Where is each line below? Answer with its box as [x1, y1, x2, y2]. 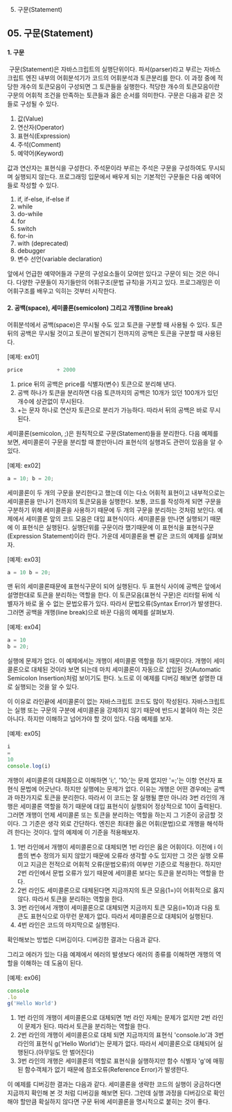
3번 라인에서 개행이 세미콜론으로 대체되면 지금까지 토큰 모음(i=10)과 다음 [17, 903, 213, 912]
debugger [17, 246, 46, 254]
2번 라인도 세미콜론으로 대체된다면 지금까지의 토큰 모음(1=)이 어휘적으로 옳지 [17, 885, 225, 894]
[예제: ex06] [7, 973, 41, 982]
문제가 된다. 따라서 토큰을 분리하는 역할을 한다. [24, 1022, 150, 1030]
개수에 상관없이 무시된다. [17, 397, 84, 405]
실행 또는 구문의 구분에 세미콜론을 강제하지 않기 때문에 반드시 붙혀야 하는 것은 [14, 706, 224, 714]
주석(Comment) [17, 140, 61, 148]
